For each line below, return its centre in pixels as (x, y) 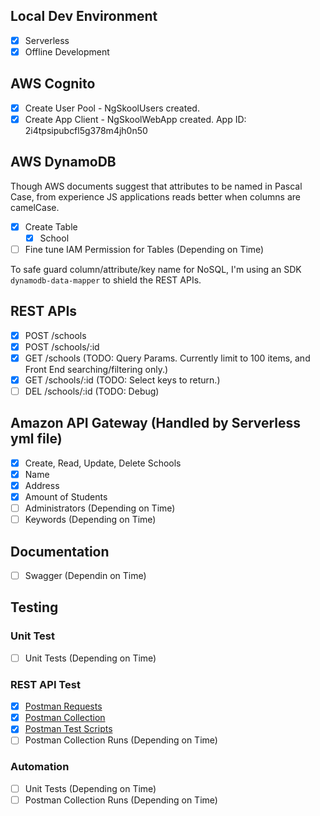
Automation (40, 767)
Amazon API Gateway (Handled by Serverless (156, 423)
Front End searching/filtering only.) (96, 369)
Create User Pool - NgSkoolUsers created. (112, 108)
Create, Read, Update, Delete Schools (103, 463)
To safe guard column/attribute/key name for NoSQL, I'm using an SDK (156, 269)
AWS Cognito (53, 84)
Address (42, 485)
